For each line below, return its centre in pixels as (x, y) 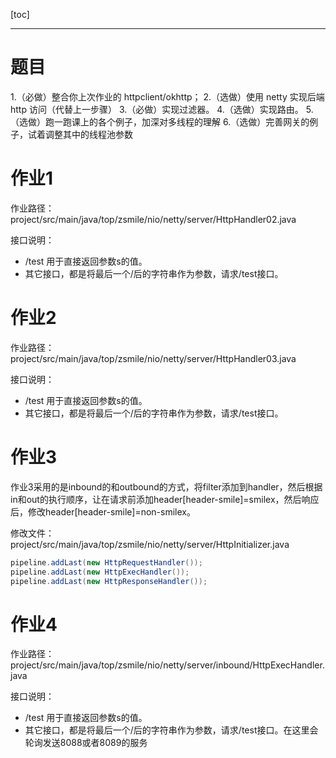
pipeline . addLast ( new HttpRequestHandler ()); (106, 562)
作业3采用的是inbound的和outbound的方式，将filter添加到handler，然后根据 (166, 486)
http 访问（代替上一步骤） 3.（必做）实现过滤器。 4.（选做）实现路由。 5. (162, 109)
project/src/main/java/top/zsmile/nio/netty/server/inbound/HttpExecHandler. (167, 665)
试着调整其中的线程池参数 (80, 134)
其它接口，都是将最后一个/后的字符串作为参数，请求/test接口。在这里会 (171, 730)
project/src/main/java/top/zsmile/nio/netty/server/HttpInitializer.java (150, 544)
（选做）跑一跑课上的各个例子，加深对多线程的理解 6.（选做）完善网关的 (160, 121)
